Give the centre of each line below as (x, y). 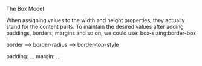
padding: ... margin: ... (34, 56)
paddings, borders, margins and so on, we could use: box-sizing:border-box (101, 33)
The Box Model (25, 9)
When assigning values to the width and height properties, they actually (96, 20)
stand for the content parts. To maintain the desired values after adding (95, 27)
